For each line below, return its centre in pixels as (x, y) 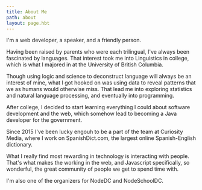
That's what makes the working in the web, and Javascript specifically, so (98, 163)
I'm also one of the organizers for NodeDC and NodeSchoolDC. (85, 181)
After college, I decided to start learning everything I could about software (98, 107)
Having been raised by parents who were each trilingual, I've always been (98, 52)
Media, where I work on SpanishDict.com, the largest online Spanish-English (101, 138)
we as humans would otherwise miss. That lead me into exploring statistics (99, 89)
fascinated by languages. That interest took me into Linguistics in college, (98, 59)
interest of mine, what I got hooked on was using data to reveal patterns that (101, 83)
